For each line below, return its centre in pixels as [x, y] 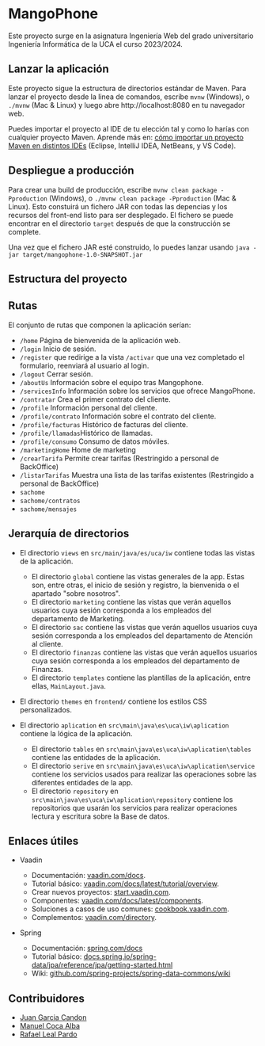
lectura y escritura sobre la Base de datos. [100, 816]
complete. [25, 231]
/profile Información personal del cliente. [88, 407]
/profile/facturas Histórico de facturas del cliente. [104, 424]
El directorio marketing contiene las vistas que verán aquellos [131, 601]
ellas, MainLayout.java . [69, 685]
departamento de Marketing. [78, 618]
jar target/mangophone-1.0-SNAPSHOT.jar [76, 254]
